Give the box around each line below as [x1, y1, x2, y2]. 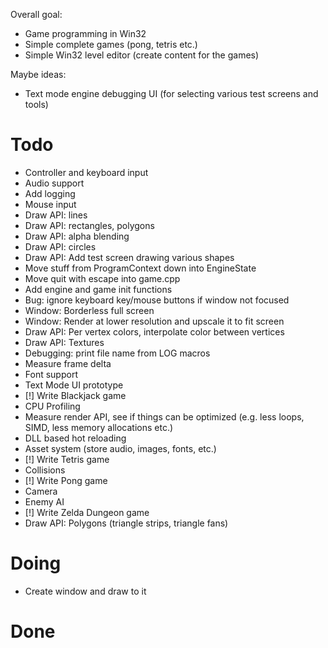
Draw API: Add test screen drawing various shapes [24, 251, 235, 263]
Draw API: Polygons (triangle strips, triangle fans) [24, 517, 229, 529]
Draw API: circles [24, 240, 97, 253]
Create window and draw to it [24, 585, 147, 597]
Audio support [24, 177, 85, 189]
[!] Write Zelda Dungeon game [24, 506, 150, 518]
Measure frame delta [24, 357, 112, 369]
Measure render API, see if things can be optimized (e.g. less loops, [24, 410, 305, 423]
